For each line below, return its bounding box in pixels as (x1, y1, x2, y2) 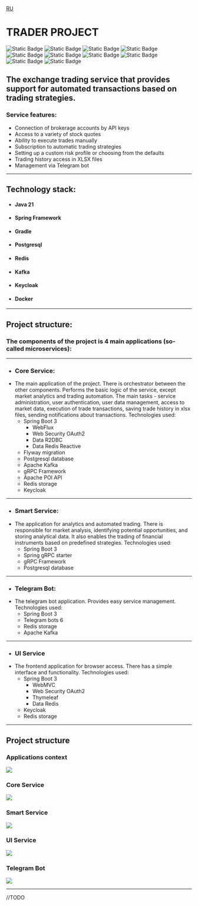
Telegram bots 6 (23, 616, 64, 624)
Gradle (14, 228, 32, 235)
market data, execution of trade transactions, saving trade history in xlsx (14, 405, 191, 412)
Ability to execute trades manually (14, 137, 97, 144)
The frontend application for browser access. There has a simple (14, 663, 173, 670)
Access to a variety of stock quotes (14, 130, 101, 137)
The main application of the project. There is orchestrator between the (14, 380, 186, 387)
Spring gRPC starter (23, 551, 72, 559)
